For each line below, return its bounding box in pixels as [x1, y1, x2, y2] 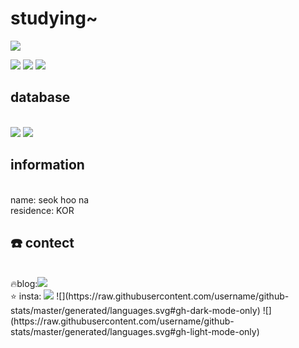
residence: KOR [10, 204, 75, 216]
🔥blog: [10, 278, 38, 290]
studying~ [10, 7, 98, 30]
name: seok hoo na [10, 193, 90, 206]
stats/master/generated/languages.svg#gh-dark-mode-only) [10, 305, 261, 317]
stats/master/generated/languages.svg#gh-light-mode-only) [10, 326, 260, 338]
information [10, 157, 85, 174]
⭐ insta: [10, 290, 42, 302]
